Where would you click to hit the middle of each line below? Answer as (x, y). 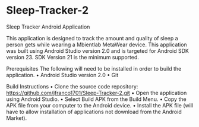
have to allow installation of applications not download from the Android (94, 112)
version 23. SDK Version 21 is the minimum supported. (73, 57)
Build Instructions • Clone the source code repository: (72, 86)
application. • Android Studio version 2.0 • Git (62, 75)
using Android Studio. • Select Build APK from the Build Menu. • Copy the (96, 99)
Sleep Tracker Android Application (48, 27)
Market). (17, 118)
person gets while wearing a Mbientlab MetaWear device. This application (97, 45)
